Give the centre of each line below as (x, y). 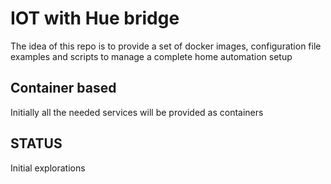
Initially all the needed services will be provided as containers (137, 112)
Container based (63, 88)
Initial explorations (48, 168)
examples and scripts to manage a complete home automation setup (151, 56)
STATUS (36, 143)
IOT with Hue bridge (95, 18)
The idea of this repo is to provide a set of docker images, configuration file (166, 46)
